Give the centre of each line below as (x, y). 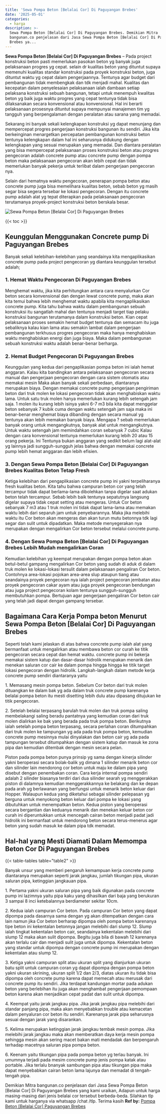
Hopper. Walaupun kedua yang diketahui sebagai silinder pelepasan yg (77, 794)
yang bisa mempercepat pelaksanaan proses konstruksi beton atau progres (82, 150)
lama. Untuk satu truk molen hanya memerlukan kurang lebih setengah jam (81, 399)
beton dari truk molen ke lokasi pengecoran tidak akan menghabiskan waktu (83, 393)
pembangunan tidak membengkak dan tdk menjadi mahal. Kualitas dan (77, 82)
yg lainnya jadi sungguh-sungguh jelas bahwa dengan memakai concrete (80, 446)
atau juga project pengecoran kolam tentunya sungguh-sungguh (71, 590)
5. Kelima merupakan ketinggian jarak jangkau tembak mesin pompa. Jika (80, 1029)
